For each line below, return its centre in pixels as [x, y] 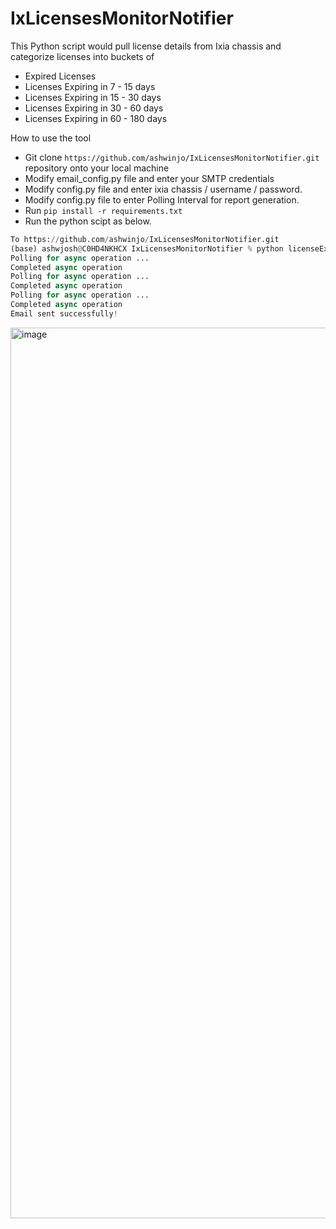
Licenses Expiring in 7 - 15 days [90, 86]
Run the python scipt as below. [88, 221]
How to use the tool [51, 138]
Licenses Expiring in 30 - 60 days [94, 108]
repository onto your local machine [97, 168]
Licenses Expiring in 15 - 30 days [93, 97]
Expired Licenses [60, 76]
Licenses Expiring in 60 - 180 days [96, 118]
